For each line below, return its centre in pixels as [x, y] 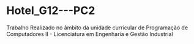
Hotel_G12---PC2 [51, 11]
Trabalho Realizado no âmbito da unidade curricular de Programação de [97, 28]
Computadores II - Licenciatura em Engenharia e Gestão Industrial [90, 34]
